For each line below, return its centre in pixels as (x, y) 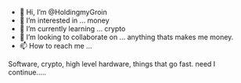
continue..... (27, 72)
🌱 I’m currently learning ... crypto (72, 29)
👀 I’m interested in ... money (64, 20)
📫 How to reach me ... (56, 46)
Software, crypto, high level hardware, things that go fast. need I (112, 64)
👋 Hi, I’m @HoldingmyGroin (63, 12)
